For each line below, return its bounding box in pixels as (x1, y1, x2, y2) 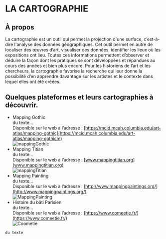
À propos (5, 23, 34, 31)
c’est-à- (144, 36, 160, 42)
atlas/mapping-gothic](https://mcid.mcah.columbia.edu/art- (12, 130, 136, 136)
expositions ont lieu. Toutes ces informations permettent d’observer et (5, 52, 150, 58)
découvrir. (5, 101, 38, 109)
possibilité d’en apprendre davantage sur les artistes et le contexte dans (5, 73, 153, 79)
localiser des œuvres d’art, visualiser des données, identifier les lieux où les (5, 47, 161, 52)
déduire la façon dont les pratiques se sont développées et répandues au (5, 57, 156, 63)
